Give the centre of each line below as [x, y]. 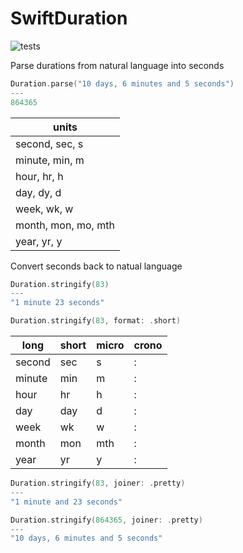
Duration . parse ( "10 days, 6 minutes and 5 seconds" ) [122, 83]
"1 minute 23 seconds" [57, 303]
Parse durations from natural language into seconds [117, 65]
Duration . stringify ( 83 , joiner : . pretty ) [98, 483]
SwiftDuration [69, 18]
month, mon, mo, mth [65, 225]
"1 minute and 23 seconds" [66, 502]
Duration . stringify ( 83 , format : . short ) [96, 321]
